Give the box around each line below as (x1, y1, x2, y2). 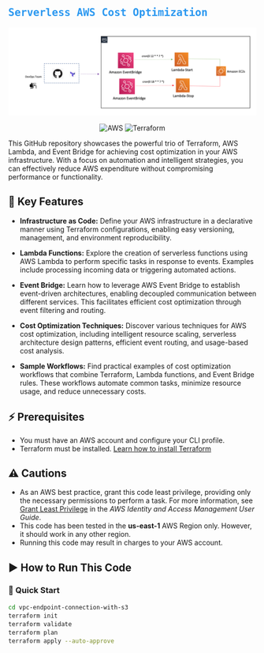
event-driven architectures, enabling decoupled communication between (19, 289, 257, 298)
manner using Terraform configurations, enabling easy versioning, (19, 225, 235, 234)
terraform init (8, 612, 58, 620)
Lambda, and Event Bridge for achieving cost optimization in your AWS (8, 146, 238, 157)
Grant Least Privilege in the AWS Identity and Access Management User (19, 504, 255, 514)
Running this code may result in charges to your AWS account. (19, 538, 223, 548)
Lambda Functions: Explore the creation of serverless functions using (19, 248, 248, 258)
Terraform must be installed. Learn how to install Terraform (19, 444, 211, 453)
